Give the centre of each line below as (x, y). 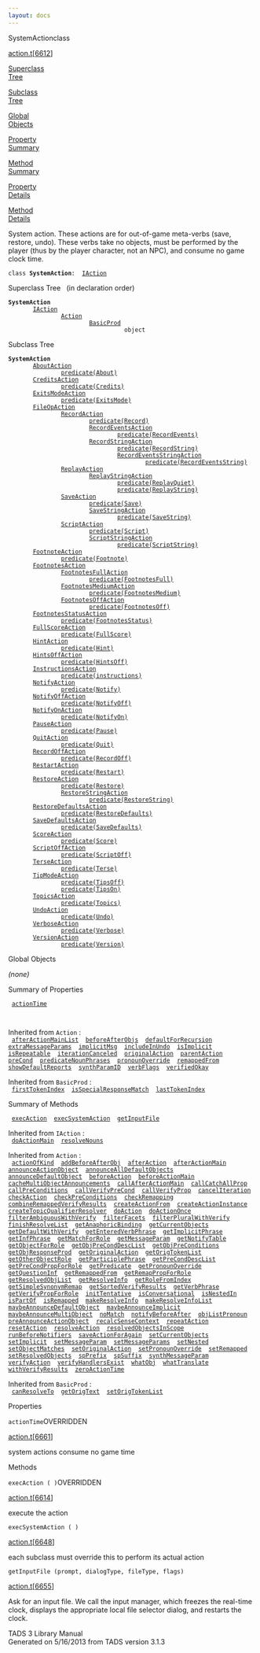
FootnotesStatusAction (70, 614)
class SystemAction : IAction (58, 273)
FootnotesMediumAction (98, 586)
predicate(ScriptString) (157, 545)
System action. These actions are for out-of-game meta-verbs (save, (120, 234)
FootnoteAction (57, 552)
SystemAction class (39, 38)
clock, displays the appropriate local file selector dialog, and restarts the (125, 1610)
